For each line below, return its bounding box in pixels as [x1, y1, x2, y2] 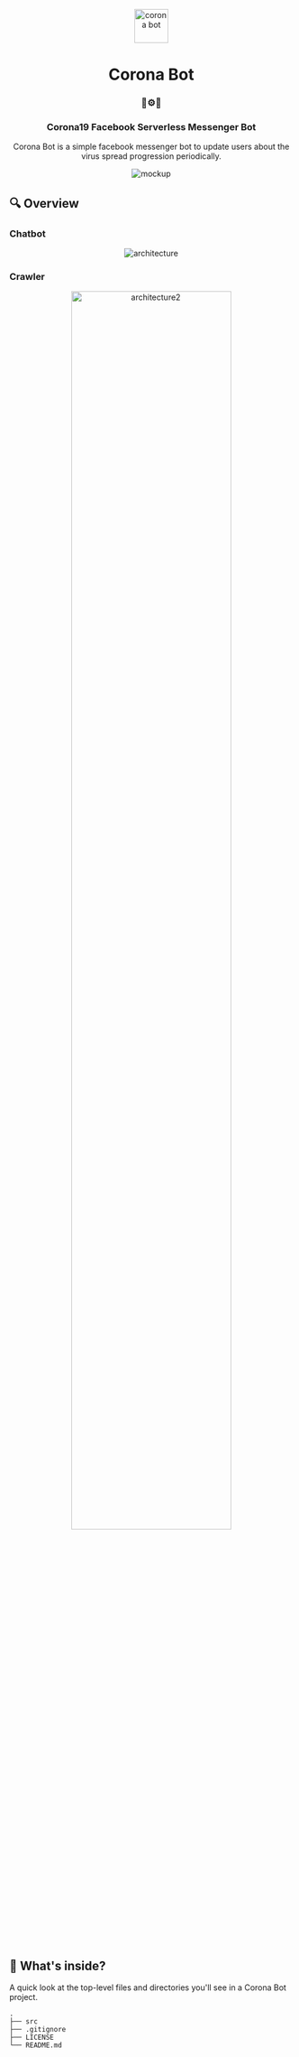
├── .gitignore [9, 2025, 67, 2034]
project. [9, 1992, 39, 2003]
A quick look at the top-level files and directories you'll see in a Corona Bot [9, 1982, 286, 1993]
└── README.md [9, 2041, 63, 2050]
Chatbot [9, 227, 47, 239]
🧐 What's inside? [9, 1958, 106, 1973]
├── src [9, 2017, 39, 2026]
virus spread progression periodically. [80, 151, 222, 162]
